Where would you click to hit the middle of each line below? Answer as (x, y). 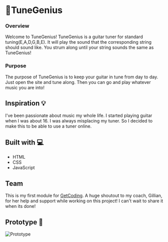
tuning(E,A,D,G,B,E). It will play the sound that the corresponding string (78, 42)
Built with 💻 (25, 142)
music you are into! (25, 87)
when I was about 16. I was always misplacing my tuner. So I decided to (79, 120)
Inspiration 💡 (26, 103)
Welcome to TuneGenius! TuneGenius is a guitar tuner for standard (74, 37)
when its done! (21, 206)
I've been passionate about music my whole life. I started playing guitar (79, 115)
